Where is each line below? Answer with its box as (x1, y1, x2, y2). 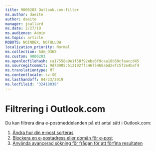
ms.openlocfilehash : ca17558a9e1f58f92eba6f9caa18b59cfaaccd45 (5, 58, 140, 63)
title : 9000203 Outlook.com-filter (5, 7, 79, 12)
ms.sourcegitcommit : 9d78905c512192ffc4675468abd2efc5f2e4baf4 (5, 63, 140, 68)
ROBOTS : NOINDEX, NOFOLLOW (5, 40, 61, 45)
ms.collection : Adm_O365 (5, 49, 57, 54)
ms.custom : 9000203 (5, 53, 46, 59)
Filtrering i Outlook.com (5, 103, 106, 114)
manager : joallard (5, 21, 43, 26)
